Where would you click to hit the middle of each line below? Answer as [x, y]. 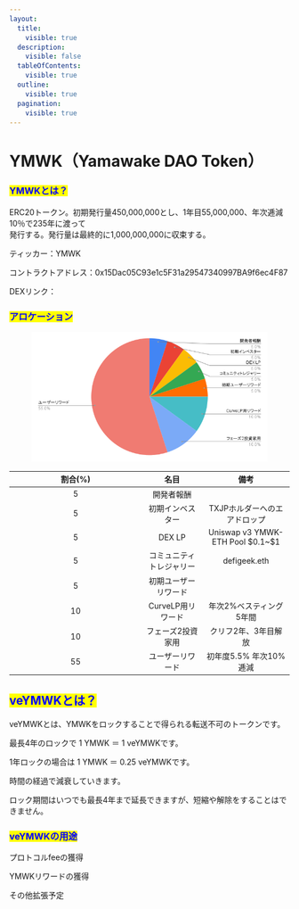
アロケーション [41, 317]
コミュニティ [172, 555]
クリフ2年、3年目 [242, 631]
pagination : [40, 103]
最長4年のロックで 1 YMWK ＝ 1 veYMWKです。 [96, 743]
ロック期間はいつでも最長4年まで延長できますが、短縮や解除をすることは [144, 799]
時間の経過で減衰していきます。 [68, 781]
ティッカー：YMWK [45, 253]
